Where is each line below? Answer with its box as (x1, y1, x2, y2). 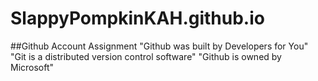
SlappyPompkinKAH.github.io (10, 7, 265, 30)
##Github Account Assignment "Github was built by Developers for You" (10, 40, 309, 52)
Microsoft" (10, 61, 55, 73)
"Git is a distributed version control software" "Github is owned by (10, 50, 282, 62)
